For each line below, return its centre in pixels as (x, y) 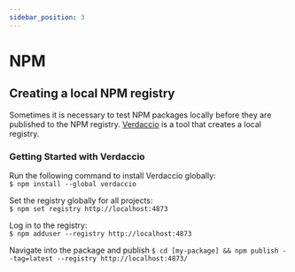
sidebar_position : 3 (47, 17)
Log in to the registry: (48, 225)
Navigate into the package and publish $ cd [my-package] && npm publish (144, 250)
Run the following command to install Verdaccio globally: (113, 175)
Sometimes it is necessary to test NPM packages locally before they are (140, 115)
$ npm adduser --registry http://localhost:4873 (101, 234)
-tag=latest (31, 258)
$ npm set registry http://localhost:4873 (89, 208)
